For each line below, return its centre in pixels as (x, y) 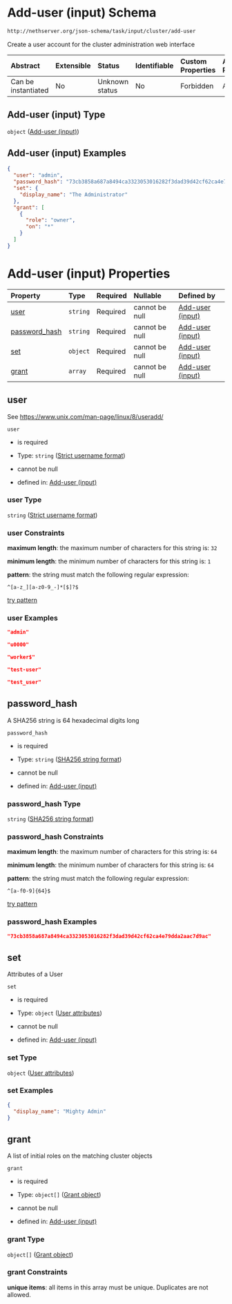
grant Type (26, 1239)
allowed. (19, 1294)
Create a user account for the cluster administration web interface (101, 44)
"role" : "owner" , (50, 220)
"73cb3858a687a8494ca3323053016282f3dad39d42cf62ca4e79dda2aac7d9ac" (109, 936)
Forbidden (197, 86)
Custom (194, 61)
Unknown (113, 81)
